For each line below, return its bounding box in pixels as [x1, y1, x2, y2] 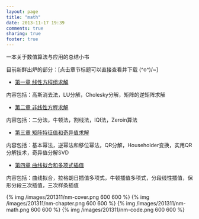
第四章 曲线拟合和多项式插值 [14, 161, 84, 169]
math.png [6, 206, 30, 213]
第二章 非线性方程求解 [14, 104, 69, 110]
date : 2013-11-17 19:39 [6, 20, 65, 26]
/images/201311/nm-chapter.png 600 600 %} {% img [6, 200, 136, 207]
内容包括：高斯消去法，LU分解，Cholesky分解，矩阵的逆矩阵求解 [6, 91, 166, 98]
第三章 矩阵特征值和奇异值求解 [14, 129, 89, 136]
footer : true [6, 36, 38, 42]
